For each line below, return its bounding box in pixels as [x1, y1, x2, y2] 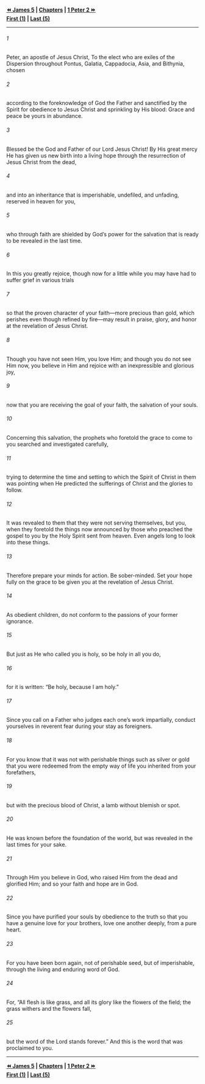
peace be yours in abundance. [6, 112, 83, 120]
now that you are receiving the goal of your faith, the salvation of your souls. [6, 401, 198, 409]
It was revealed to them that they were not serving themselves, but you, [6, 519, 187, 526]
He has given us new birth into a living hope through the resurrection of [6, 151, 186, 159]
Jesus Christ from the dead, [6, 158, 77, 166]
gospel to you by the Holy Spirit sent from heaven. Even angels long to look [6, 532, 196, 540]
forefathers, [6, 768, 36, 776]
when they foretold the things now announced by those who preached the [6, 526, 193, 533]
